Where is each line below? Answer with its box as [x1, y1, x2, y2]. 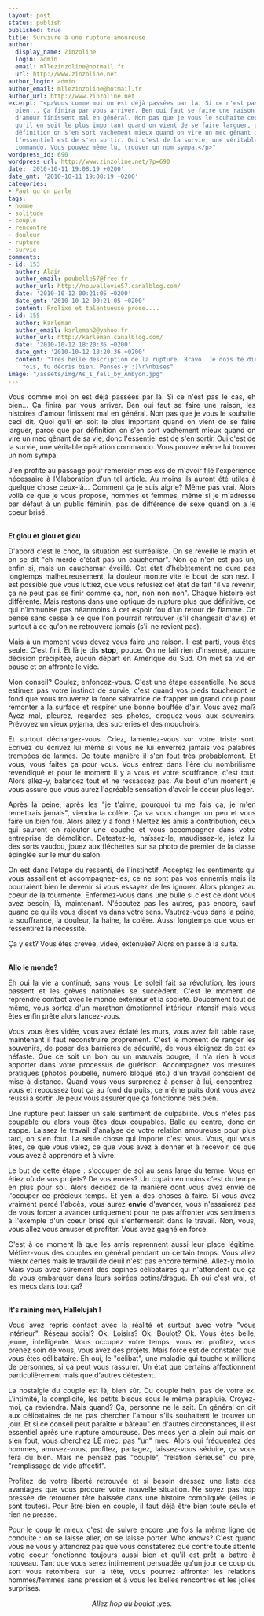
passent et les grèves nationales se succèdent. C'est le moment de [8, 986, 256, 996]
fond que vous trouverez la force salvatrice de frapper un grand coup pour [8, 693, 256, 703]
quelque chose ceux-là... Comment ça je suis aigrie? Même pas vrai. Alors [8, 482, 256, 492]
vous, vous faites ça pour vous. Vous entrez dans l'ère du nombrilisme [8, 759, 256, 768]
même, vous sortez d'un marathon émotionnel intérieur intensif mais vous [8, 1003, 256, 1012]
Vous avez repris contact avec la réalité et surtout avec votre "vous [8, 1320, 256, 1329]
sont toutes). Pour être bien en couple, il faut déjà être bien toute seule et [8, 1501, 256, 1511]
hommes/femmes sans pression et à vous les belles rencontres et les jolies [8, 1575, 256, 1585]
